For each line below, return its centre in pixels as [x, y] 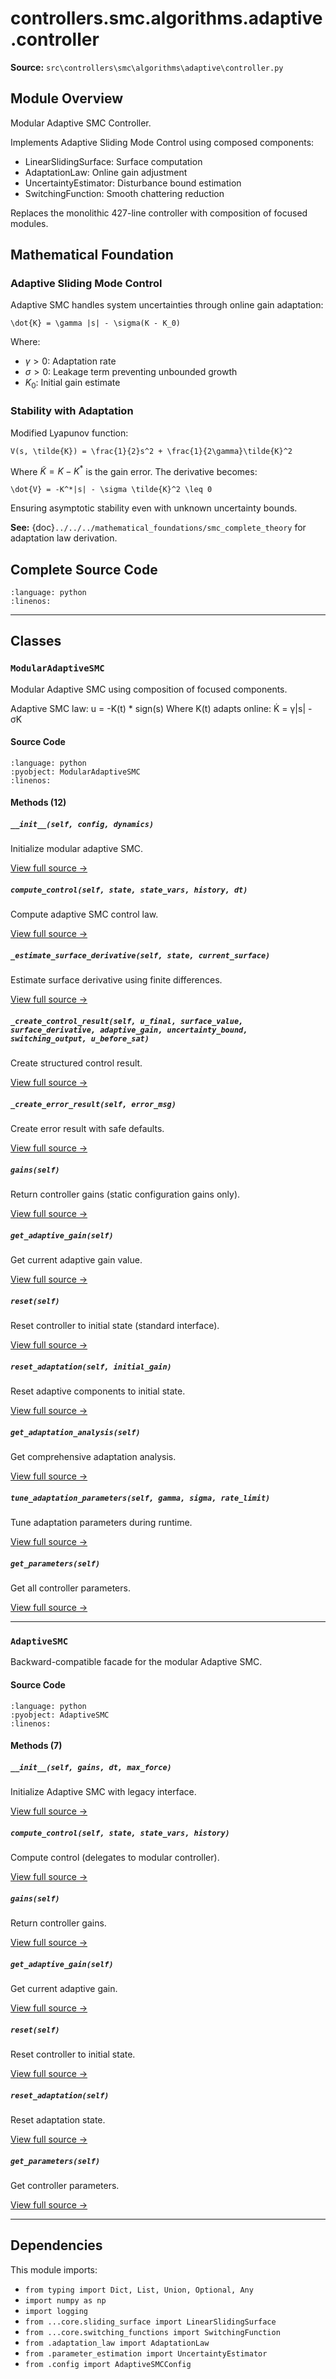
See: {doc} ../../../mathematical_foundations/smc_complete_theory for [158, 528]
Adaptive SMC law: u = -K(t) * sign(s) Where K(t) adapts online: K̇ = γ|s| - [161, 708]
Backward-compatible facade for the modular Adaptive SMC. [136, 1662]
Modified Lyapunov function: [69, 433]
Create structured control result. [76, 1063]
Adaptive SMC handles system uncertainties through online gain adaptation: [167, 305]
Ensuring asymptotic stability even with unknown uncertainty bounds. [154, 508]
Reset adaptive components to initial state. [98, 1391]
